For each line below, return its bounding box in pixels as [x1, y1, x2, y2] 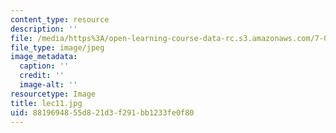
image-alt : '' [19, 80, 78, 90]
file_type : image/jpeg [10, 42, 105, 53]
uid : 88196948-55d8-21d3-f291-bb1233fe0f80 [10, 107, 195, 118]
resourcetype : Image [10, 89, 97, 99]
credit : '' [19, 71, 65, 81]
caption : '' [19, 61, 70, 71]
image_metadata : [10, 52, 78, 62]
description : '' [10, 24, 78, 34]
